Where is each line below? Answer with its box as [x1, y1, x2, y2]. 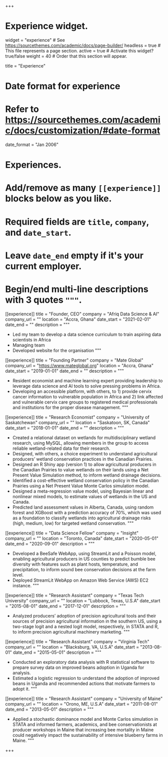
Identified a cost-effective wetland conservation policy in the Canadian [12, 477, 159, 484]
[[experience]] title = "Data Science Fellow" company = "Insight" [5, 530, 139, 536]
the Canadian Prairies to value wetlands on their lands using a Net [12, 466, 149, 472]
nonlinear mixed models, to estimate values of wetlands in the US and [12, 493, 157, 499]
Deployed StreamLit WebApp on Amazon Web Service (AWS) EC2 [12, 577, 149, 583]
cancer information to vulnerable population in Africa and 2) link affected [12, 393, 163, 399]
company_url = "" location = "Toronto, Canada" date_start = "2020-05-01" [5, 535, 159, 541]
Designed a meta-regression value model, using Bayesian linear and [12, 488, 153, 494]
